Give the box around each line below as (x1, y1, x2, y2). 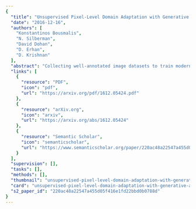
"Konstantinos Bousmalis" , (16, 30, 82, 36)
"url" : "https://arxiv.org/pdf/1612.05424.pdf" (20, 90, 140, 96)
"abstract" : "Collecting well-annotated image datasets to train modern (11, 63, 192, 69)
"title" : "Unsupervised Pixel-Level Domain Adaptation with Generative (11, 14, 190, 20)
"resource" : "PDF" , (20, 80, 68, 85)
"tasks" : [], (11, 166, 43, 173)
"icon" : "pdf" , (20, 85, 59, 91)
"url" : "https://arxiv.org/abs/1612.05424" (20, 118, 129, 124)
